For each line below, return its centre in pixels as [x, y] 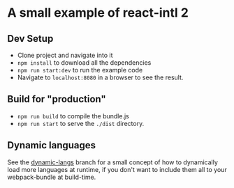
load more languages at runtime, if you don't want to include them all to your [117, 169]
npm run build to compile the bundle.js [73, 116]
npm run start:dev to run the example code [80, 70]
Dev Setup [30, 39]
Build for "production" [57, 99]
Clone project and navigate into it [65, 55]
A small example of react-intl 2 [98, 13]
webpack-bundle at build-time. [52, 177]
